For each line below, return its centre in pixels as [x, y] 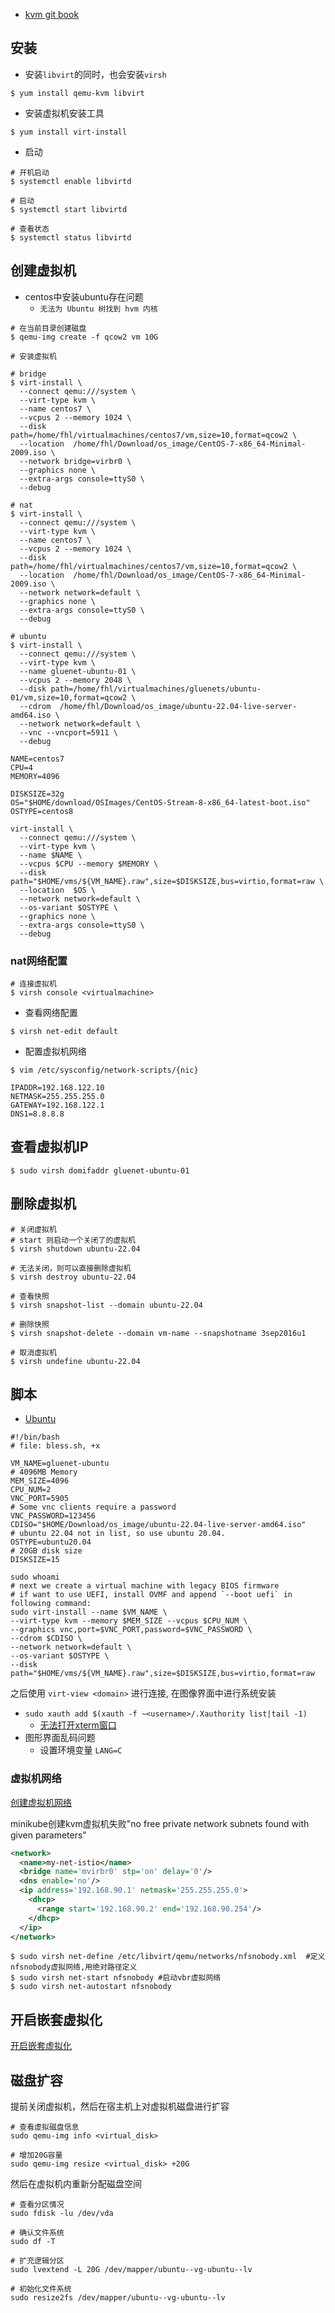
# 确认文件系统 [37, 2233]
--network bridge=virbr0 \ [75, 461]
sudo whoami [35, 1577]
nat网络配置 [39, 961]
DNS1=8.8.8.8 [37, 1114]
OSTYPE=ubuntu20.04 [51, 1542]
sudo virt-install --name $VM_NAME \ [89, 1612]
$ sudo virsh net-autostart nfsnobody [91, 1987]
